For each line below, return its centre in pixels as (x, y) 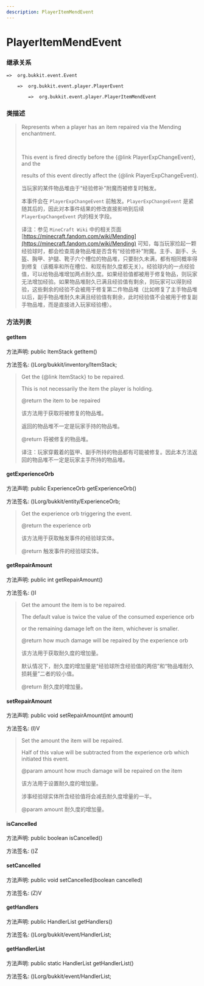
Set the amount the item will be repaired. (72, 741)
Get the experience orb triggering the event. (76, 513)
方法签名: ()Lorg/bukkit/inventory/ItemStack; (62, 364)
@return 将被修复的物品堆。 (56, 439)
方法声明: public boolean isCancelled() (55, 838)
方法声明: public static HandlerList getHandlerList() (70, 963)
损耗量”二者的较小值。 (49, 674)
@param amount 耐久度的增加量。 (64, 809)
